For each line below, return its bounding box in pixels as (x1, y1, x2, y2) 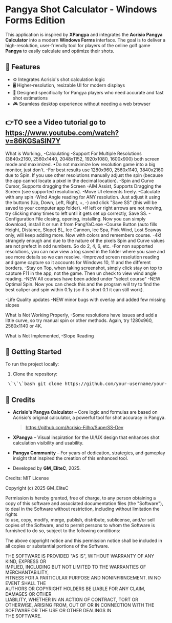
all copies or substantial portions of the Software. (5, 543, 109, 549)
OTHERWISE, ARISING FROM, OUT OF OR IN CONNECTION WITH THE (5, 602, 155, 608)
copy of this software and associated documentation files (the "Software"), (5, 500, 164, 507)
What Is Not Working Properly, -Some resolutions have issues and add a (5, 312, 158, 318)
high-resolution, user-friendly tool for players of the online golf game (5, 42, 151, 48)
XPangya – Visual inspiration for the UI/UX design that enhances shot (12, 434, 160, 440)
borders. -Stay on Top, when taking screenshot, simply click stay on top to (5, 265, 163, 271)
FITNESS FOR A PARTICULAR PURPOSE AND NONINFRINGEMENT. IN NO (5, 575, 161, 581)
